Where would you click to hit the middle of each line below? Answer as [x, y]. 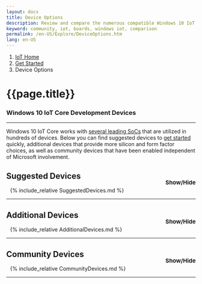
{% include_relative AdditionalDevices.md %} [66, 230]
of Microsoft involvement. [38, 157]
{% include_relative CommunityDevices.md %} [68, 268]
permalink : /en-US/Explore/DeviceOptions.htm [64, 34]
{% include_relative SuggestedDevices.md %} [67, 191]
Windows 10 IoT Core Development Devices [71, 113]
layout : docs [23, 12]
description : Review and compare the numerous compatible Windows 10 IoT [101, 23]
